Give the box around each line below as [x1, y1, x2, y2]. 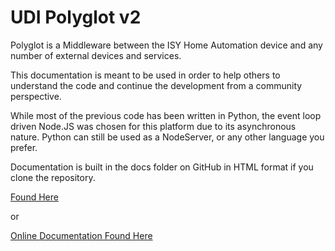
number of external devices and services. [10, 49, 182, 61]
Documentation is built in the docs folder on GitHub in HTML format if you [10, 161, 314, 173]
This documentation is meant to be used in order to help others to [10, 69, 281, 81]
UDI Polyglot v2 [10, 6, 142, 29]
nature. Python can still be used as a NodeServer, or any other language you [10, 131, 325, 143]
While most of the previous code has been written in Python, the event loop [10, 109, 322, 121]
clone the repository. [10, 171, 96, 183]
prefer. [10, 141, 38, 153]
